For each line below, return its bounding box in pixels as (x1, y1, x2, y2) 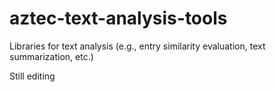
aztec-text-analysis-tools (9, 7, 228, 30)
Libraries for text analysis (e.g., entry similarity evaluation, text (9, 40, 266, 52)
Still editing (9, 70, 56, 82)
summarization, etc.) (9, 50, 94, 62)
